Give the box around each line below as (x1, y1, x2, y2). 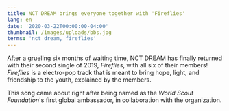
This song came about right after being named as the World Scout (7, 89, 194, 97)
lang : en (7, 16, 32, 23)
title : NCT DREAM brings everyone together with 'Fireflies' (7, 10, 186, 17)
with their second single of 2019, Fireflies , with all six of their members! (7, 61, 208, 69)
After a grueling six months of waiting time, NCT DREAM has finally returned (7, 54, 223, 62)
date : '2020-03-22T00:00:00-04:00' (7, 22, 109, 29)
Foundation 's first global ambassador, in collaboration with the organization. (7, 96, 222, 104)
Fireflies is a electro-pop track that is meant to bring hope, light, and (7, 69, 200, 77)
